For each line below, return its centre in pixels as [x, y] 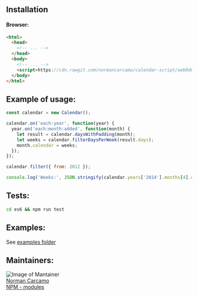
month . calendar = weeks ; [47, 145]
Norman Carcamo [28, 281]
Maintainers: [30, 260]
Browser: [18, 24]
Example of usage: [41, 99]
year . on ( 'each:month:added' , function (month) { [71, 129]
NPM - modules [25, 287]
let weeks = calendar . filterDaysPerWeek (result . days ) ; [85, 140]
